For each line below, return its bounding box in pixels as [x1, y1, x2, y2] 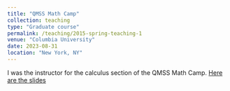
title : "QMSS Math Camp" [7, 10, 80, 17]
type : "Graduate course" [7, 23, 80, 30]
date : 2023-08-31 [7, 43, 58, 50]
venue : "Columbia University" [7, 36, 96, 43]
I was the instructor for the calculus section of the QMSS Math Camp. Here [7, 68, 223, 77]
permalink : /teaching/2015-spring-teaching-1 [7, 29, 142, 37]
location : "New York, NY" [7, 50, 82, 57]
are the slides [7, 76, 47, 84]
